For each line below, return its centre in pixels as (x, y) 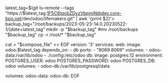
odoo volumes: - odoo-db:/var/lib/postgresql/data (58, 66)
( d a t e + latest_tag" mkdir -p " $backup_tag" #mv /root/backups (73, 29)
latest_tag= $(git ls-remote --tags (40, 8)
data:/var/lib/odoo (24, 55)
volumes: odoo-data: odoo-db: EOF (43, 76)
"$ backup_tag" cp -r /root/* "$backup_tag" (51, 35)
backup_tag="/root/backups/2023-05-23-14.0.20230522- (66, 24)
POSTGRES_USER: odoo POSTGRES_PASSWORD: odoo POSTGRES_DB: (81, 60)
